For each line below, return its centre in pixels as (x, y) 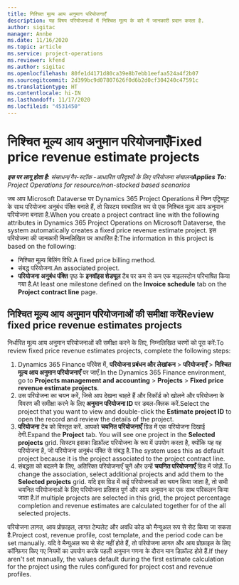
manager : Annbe (30, 34)
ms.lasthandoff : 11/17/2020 (49, 100)
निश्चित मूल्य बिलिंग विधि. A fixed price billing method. (87, 259)
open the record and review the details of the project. (96, 419)
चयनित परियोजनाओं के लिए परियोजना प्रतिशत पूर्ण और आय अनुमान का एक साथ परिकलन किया (123, 489)
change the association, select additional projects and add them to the (121, 474)
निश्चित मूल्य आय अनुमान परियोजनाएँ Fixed (105, 142)
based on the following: (42, 246)
